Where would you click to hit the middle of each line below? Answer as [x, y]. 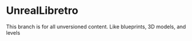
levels [13, 32]
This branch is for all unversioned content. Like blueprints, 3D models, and [96, 27]
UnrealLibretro [42, 11]
